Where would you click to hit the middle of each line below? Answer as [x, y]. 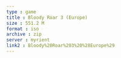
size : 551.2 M [25, 23]
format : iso [23, 29]
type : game [21, 12]
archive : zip [24, 34]
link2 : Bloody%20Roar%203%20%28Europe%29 [60, 46]
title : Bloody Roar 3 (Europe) [47, 18]
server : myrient [28, 40]
